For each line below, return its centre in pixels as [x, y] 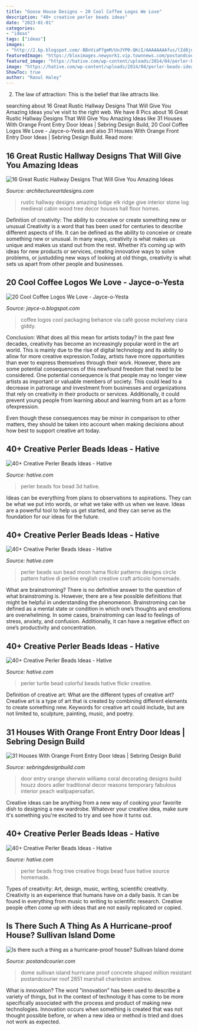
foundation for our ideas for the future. [53, 516]
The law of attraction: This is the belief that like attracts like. [87, 95]
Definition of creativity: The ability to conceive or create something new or [96, 220]
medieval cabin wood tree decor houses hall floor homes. [90, 208]
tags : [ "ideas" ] [26, 39]
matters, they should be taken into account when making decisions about [95, 424]
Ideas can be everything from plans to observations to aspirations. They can [99, 498]
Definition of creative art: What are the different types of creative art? [90, 695]
